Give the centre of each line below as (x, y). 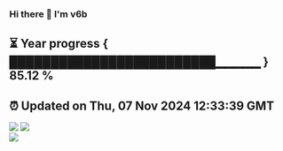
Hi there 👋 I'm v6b (48, 14)
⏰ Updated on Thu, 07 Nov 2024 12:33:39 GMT (142, 106)
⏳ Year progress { (59, 44)
